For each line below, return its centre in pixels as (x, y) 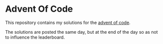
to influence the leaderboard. (35, 37)
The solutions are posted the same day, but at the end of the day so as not (81, 32)
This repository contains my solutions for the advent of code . (68, 22)
